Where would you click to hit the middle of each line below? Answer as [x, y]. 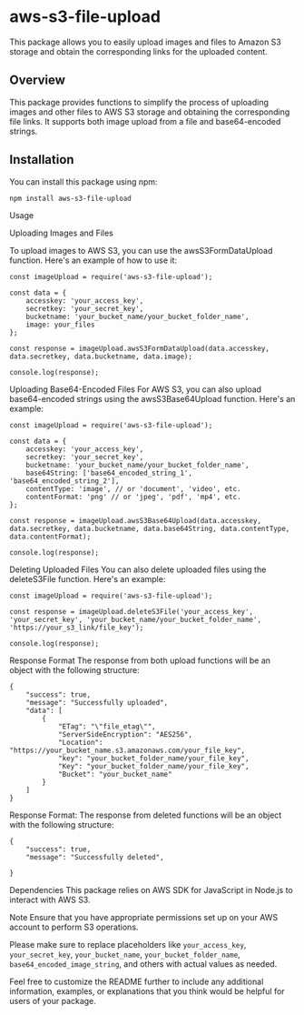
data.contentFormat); [50, 537]
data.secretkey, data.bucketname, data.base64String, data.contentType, [150, 528]
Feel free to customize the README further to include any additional [137, 981]
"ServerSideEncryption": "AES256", [125, 734]
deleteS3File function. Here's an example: [88, 578]
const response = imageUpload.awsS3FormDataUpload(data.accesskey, [140, 348]
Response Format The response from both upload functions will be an [140, 660]
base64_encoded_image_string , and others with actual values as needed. [143, 964]
